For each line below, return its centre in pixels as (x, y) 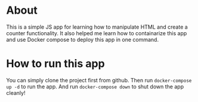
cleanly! (16, 92)
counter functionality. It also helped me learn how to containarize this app (97, 33)
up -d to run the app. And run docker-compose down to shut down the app (95, 86)
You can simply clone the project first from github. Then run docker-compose (99, 80)
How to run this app (56, 64)
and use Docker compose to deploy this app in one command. (83, 39)
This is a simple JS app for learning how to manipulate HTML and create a (97, 27)
